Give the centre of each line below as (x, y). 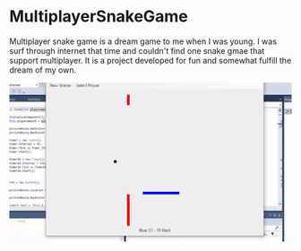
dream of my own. (43, 70)
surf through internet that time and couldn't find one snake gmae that (137, 50)
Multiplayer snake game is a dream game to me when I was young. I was (143, 41)
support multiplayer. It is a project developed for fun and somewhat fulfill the (150, 60)
